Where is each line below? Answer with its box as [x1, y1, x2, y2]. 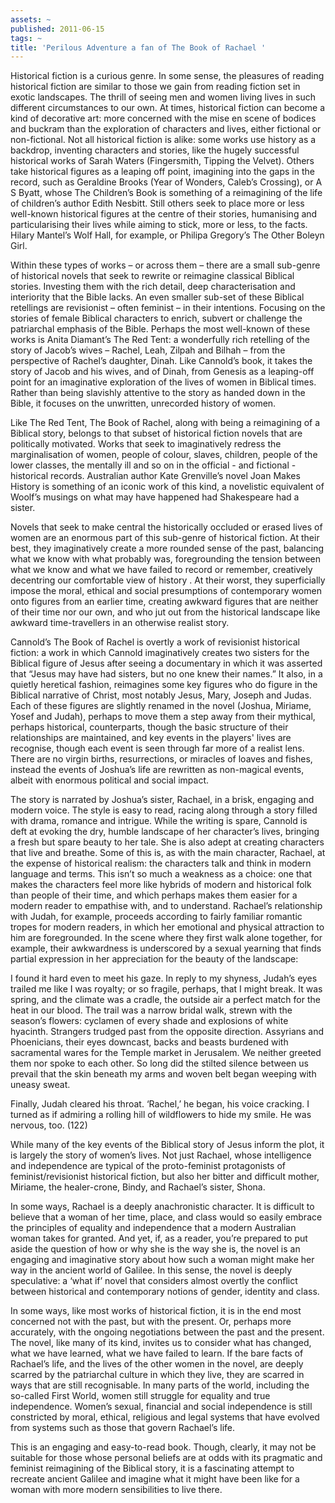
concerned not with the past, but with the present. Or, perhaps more [10, 1316, 292, 1328]
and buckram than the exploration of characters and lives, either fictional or [10, 123, 322, 135]
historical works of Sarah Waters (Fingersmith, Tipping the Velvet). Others [10, 155, 315, 167]
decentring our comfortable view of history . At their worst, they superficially [10, 574, 326, 586]
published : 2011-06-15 [10, 24, 105, 34]
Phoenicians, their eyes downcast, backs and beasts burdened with [10, 1036, 289, 1048]
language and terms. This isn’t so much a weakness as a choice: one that [10, 868, 313, 880]
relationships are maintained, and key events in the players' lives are [10, 732, 292, 744]
